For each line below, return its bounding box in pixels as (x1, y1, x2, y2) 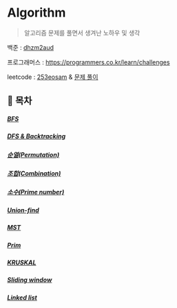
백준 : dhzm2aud (7, 43, 54, 51)
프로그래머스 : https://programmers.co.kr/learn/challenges (7, 57, 170, 66)
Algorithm (7, 5, 66, 21)
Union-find (7, 206, 39, 214)
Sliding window (7, 275, 52, 284)
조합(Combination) (7, 170, 61, 178)
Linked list (7, 293, 38, 302)
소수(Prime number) (7, 188, 65, 197)
